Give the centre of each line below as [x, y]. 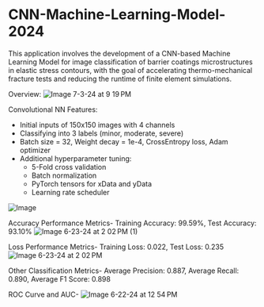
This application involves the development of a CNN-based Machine [119, 53]
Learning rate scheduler [70, 192]
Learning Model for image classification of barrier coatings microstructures [130, 62]
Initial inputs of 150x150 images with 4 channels [97, 125]
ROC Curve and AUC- [43, 294]
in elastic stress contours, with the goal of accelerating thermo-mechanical [130, 70]
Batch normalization [64, 175]
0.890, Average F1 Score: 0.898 [59, 278]
